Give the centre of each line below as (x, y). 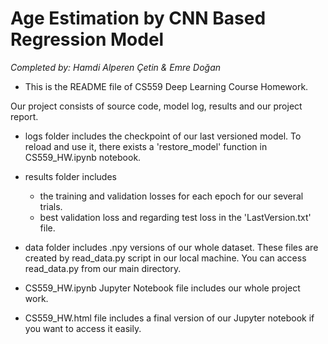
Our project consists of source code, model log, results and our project (156, 106)
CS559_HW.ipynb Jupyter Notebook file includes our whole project (162, 288)
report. (24, 116)
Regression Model (87, 39)
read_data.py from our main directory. (103, 268)
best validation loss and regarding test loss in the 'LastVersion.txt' (175, 217)
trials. (51, 206)
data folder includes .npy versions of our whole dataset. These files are (171, 247)
